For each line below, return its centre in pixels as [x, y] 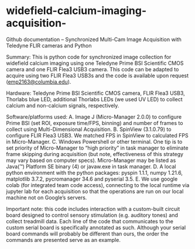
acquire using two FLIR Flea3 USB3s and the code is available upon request [97, 75]
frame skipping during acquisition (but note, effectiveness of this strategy [95, 154]
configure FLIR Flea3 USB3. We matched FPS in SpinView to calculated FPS [97, 135]
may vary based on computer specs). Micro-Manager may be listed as [91, 160]
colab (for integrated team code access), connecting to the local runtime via [98, 185]
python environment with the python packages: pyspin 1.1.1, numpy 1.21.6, [95, 172]
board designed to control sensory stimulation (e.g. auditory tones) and [92, 215]
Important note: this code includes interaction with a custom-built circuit [93, 209]
